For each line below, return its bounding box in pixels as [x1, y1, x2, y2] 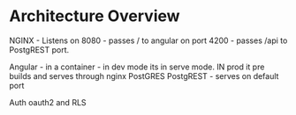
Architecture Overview [9, 6, 180, 26]
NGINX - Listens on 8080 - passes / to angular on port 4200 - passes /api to [9, 35, 288, 46]
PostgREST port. [9, 44, 70, 54]
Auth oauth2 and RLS [9, 97, 87, 107]
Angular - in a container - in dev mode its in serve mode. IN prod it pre [9, 61, 265, 72]
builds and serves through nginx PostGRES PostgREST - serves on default [9, 70, 279, 81]
